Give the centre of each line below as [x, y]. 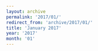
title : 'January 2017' [34, 28]
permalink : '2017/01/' [34, 17]
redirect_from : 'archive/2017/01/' [50, 22]
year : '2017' [22, 33]
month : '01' [21, 39]
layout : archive [26, 11]
